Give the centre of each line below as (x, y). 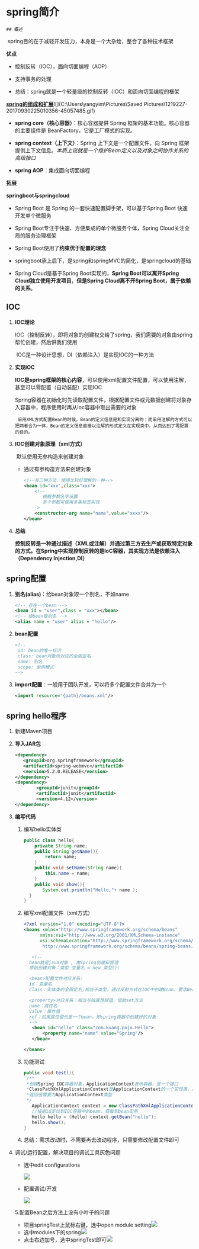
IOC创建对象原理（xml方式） (50, 444)
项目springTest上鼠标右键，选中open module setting (87, 1225)
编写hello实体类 (43, 829)
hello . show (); (49, 1122)
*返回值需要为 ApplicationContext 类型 (69, 1095)
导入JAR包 (28, 744)
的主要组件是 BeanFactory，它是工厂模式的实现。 (75, 130)
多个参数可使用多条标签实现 (71, 502)
